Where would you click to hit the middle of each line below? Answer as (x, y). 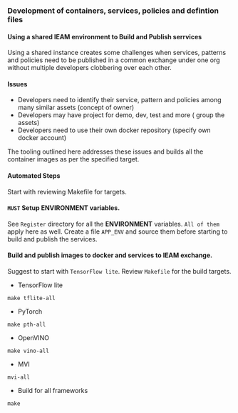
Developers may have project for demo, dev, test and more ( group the (121, 115)
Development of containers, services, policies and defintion (113, 11)
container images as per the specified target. (73, 159)
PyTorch (30, 311)
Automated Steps (34, 175)
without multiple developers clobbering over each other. (90, 68)
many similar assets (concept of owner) (76, 108)
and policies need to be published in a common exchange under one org (114, 60)
